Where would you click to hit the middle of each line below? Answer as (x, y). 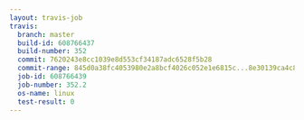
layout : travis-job (46, 18)
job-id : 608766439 (52, 77)
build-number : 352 (52, 51)
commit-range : (44, 69)
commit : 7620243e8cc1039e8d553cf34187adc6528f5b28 (115, 60)
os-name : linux (46, 93)
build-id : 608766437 (56, 43)
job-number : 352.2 (52, 85)
